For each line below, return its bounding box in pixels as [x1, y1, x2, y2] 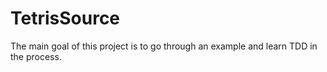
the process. [10, 50, 62, 62]
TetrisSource [10, 7, 121, 30]
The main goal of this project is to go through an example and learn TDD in [10, 40, 318, 52]
